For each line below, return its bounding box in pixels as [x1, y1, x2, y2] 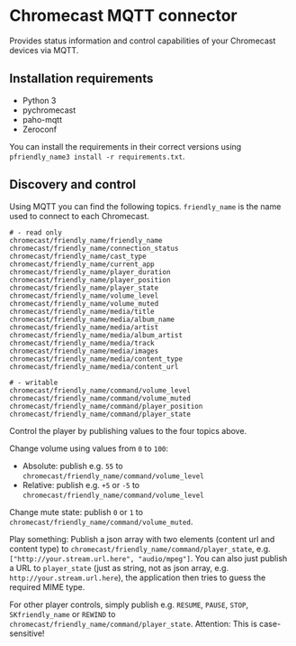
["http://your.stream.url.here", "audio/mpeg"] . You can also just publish [9, 552, 288, 564]
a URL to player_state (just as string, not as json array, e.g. [9, 562, 229, 573]
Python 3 [22, 95, 57, 106]
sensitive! [9, 628, 45, 639]
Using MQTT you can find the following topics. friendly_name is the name [9, 200, 282, 212]
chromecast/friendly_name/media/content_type [9, 354, 183, 364]
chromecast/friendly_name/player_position [9, 275, 171, 284]
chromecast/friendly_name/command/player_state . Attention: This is [9, 618, 258, 629]
